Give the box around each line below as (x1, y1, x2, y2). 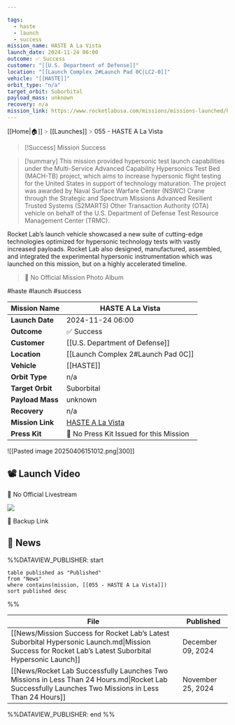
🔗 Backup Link (7, 516, 49, 525)
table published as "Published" (7, 569, 101, 576)
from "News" (7, 575, 42, 582)
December (182, 637, 218, 647)
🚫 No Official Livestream (7, 490, 77, 498)
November (182, 675, 218, 684)
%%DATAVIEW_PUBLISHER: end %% (7, 710, 115, 718)
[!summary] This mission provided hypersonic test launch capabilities (24, 157, 225, 165)
